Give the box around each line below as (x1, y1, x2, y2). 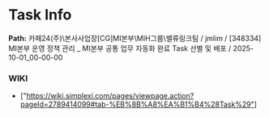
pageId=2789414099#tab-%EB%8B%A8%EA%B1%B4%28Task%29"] (19, 99, 258, 110)
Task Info (8, 6, 72, 24)
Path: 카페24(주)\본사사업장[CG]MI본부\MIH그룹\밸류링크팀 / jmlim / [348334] (8, 33, 262, 43)
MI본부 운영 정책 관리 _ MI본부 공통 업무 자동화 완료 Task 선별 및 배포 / (8, 43, 232, 53)
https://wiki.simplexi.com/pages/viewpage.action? (26, 91, 194, 101)
